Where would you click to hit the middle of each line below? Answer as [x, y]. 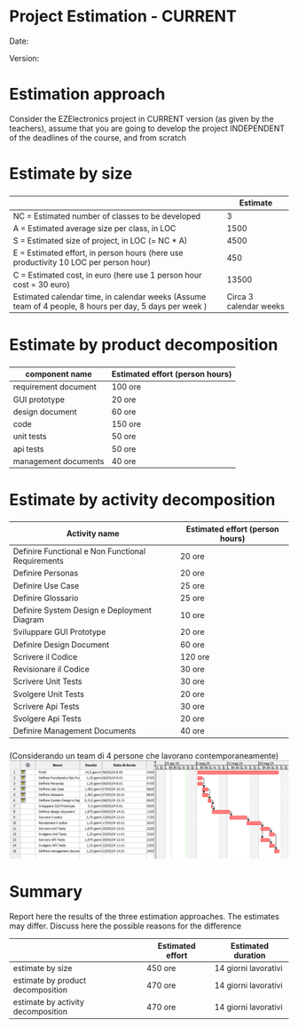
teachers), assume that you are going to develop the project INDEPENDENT [147, 128]
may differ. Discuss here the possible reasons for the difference [125, 926]
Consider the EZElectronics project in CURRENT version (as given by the [141, 118]
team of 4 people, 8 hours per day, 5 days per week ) [110, 306]
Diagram [28, 620]
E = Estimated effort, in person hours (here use [98, 253]
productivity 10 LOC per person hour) [82, 262]
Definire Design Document [61, 644]
